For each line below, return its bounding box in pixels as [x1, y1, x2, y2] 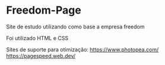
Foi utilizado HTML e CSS [6, 34, 69, 41]
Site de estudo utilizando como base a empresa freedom [6, 23, 145, 30]
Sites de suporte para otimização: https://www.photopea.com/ [6, 45, 159, 53]
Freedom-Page [6, 4, 81, 17]
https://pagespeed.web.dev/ [6, 52, 76, 59]
